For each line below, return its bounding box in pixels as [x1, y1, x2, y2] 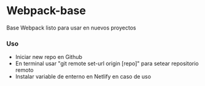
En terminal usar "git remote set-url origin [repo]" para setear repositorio [15, 60, 199, 68]
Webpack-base [6, 4, 86, 18]
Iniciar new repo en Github [15, 53, 83, 61]
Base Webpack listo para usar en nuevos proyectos [6, 24, 136, 31]
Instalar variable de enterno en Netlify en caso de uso [15, 73, 152, 80]
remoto [15, 66, 34, 74]
